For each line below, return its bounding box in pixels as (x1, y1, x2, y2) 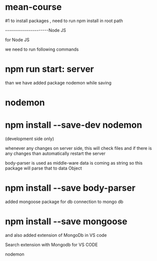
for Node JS (5, 36, 29, 43)
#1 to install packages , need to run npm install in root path (5, 18, 124, 24)
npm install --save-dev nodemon (5, 119, 142, 131)
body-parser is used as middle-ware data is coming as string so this (5, 160, 143, 166)
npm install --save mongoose (5, 216, 128, 227)
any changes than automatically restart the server (5, 150, 106, 156)
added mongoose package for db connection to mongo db (5, 199, 124, 204)
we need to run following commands (5, 46, 79, 52)
